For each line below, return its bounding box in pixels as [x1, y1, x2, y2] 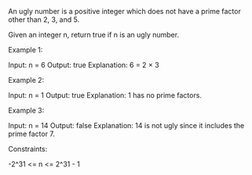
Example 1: [8, 45, 43, 54]
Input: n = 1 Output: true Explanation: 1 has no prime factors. [8, 91, 203, 100]
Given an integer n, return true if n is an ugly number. [8, 30, 179, 39]
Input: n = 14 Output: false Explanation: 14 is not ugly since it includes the [8, 121, 245, 130]
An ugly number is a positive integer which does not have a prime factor [8, 7, 241, 16]
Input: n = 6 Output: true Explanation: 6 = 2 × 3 [8, 60, 159, 70]
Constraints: [8, 145, 48, 153]
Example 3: [8, 105, 45, 115]
